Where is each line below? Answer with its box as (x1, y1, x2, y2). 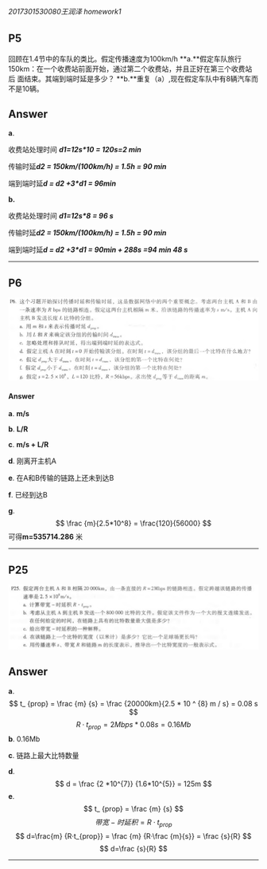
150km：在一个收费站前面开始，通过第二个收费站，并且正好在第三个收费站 (8, 64, 253, 73)
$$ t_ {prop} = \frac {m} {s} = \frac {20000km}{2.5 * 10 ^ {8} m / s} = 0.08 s (9, 698, 258, 708)
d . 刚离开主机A (8, 456, 57, 466)
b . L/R (8, 424, 29, 434)
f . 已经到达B (8, 490, 48, 500)
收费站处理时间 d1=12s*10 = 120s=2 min (8, 145, 141, 155)
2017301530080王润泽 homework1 (8, 6, 122, 16)
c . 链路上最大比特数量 (8, 750, 79, 760)
